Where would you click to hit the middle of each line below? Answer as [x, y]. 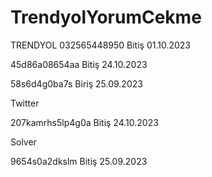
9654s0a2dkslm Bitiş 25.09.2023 [79, 161]
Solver [23, 142]
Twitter [25, 103]
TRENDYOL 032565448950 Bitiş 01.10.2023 [101, 45]
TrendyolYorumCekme [106, 17]
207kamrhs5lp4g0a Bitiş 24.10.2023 [84, 122]
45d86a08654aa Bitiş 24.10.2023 [79, 64]
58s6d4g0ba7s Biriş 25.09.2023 [76, 83]
